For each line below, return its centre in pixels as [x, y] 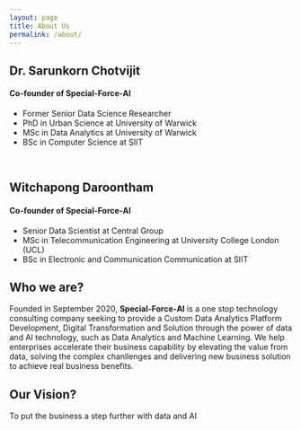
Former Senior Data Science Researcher [97, 113]
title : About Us [40, 26]
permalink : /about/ [46, 34]
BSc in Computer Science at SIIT [83, 142]
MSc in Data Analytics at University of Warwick [110, 132]
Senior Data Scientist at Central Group [93, 231]
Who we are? [47, 287]
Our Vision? [43, 395]
